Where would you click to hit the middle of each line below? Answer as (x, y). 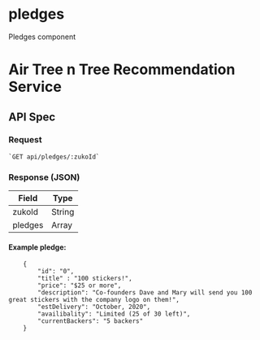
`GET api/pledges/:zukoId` (54, 157)
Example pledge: (37, 247)
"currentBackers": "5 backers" (91, 321)
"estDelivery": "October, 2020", (94, 307)
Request (25, 140)
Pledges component (42, 37)
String (63, 212)
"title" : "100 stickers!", (85, 279)
